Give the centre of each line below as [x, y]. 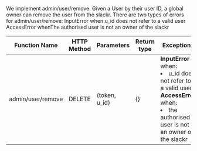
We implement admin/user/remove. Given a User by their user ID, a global [95, 8]
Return [145, 42]
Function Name [36, 45]
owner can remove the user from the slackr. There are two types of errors [95, 15]
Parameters [113, 45]
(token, [106, 95]
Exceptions [178, 45]
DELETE [79, 99]
